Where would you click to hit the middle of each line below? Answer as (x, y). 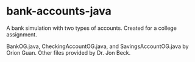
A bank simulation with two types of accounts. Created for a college (91, 28)
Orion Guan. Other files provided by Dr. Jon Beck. (69, 52)
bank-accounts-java (59, 11)
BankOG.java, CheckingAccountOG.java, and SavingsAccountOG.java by (97, 46)
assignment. (22, 34)
